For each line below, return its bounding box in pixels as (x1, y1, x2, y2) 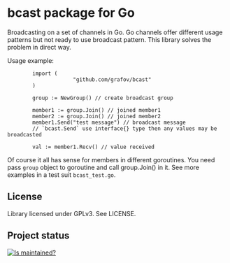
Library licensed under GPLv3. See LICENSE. (7, 209, 136, 218)
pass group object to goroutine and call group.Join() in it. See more (7, 163, 199, 171)
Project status (7, 229, 70, 242)
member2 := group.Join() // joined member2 (32, 113, 161, 120)
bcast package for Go (7, 5, 135, 21)
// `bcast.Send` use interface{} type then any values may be (32, 125, 217, 132)
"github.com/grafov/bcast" (73, 76, 152, 83)
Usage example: (7, 56, 55, 64)
